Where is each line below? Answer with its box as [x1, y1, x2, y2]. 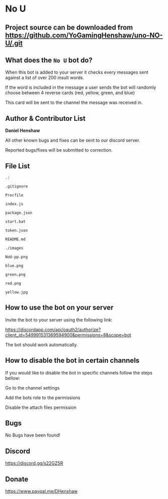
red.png [5, 281, 22, 286]
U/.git [5, 39, 23, 47]
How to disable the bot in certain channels [5, 356, 139, 365]
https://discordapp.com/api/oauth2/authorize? [5, 326, 101, 333]
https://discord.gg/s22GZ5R [5, 460, 64, 466]
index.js [5, 202, 24, 207]
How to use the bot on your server [5, 303, 114, 312]
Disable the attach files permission [5, 404, 77, 410]
